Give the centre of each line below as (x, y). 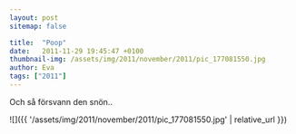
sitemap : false (38, 26)
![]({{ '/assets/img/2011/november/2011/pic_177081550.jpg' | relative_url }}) (148, 120)
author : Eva (32, 68)
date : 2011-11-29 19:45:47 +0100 (77, 51)
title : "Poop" (38, 43)
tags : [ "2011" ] (38, 77)
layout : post (34, 18)
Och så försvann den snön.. (61, 101)
